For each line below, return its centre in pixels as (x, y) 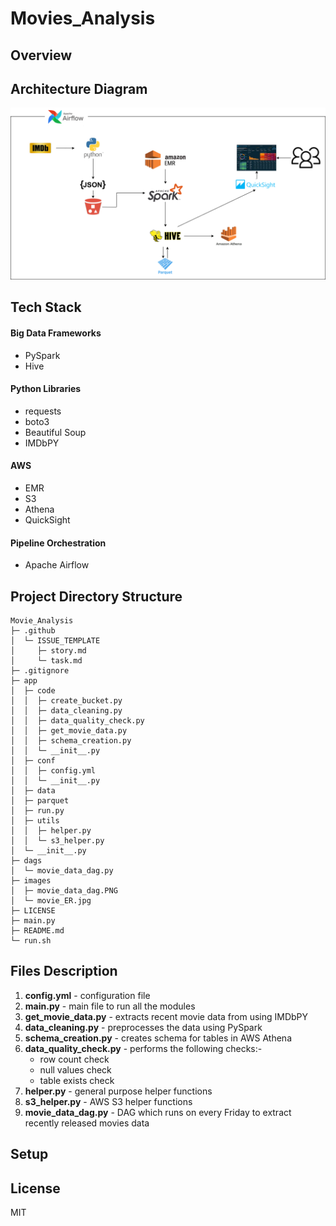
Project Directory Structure (96, 596)
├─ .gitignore (40, 671)
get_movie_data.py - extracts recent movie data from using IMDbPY (166, 1016)
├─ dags (26, 861)
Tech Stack (46, 307)
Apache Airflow (57, 565)
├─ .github (33, 631)
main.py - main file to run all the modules (110, 1006)
